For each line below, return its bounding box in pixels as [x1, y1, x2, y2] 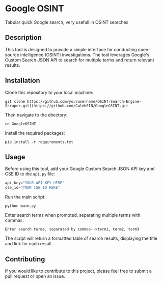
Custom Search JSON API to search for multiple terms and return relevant [5, 57, 154, 63]
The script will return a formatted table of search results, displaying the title [5, 235, 158, 241]
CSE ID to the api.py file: [5, 171, 55, 177]
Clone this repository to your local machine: [5, 89, 93, 95]
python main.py [5, 203, 36, 209]
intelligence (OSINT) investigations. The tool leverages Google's [20, 52, 150, 57]
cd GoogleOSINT [5, 121, 36, 126]
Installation [5, 77, 40, 85]
